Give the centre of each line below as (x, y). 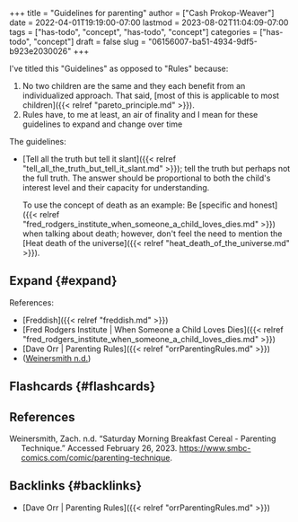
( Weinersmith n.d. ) (57, 358)
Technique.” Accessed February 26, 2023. (99, 448)
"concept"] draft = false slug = (89, 41)
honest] (263, 205)
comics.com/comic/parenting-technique (96, 458)
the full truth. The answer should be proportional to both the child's (146, 178)
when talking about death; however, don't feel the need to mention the (152, 234)
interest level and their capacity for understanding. (116, 187)
